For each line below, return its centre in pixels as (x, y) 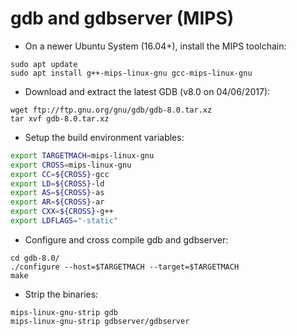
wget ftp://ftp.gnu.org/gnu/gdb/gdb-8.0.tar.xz (111, 110)
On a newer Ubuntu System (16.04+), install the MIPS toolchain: (155, 46)
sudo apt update (44, 64)
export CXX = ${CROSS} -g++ (62, 212)
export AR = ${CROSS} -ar (57, 202)
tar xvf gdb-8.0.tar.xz (60, 118)
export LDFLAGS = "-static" (64, 221)
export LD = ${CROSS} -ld (57, 183)
